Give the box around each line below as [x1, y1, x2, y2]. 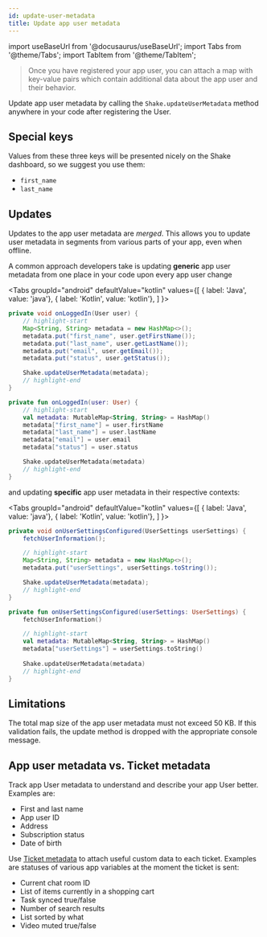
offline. [8, 246, 32, 256]
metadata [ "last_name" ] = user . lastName [23, 428, 157, 437]
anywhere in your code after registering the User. [8, 106, 171, 117]
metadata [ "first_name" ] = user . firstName [23, 421, 163, 429]
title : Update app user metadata [8, 19, 121, 27]
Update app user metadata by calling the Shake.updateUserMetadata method [8, 98, 259, 108]
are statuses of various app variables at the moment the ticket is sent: [8, 862, 240, 873]
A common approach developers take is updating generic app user [8, 261, 231, 271]
